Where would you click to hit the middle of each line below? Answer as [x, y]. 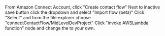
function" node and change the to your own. [50, 28]
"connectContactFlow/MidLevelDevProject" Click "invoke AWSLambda [77, 23]
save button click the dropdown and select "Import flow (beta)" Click [75, 12]
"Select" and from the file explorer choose [48, 18]
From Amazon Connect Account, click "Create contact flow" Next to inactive [82, 7]
